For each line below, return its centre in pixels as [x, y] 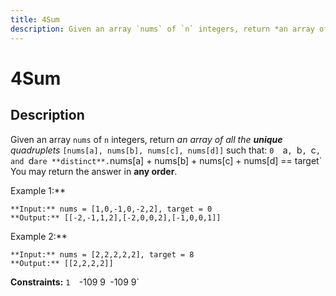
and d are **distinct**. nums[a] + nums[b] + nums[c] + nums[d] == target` [166, 160]
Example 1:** [38, 190]
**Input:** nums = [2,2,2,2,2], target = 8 [102, 254]
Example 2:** [39, 236]
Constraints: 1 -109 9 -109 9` [75, 282]
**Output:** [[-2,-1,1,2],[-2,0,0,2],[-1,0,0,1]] [116, 217]
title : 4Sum [35, 19]
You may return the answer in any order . [94, 171]
